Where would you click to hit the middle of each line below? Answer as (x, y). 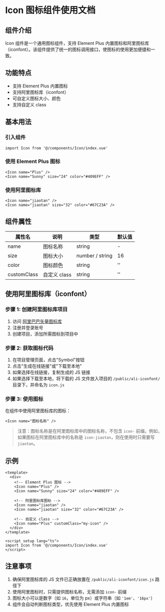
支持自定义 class (29, 104)
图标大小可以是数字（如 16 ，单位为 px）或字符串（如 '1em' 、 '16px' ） (84, 598)
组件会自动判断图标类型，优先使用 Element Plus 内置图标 (71, 604)
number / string (94, 255)
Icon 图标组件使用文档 (50, 10)
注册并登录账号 (28, 327)
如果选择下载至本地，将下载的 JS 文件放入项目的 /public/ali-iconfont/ (86, 378)
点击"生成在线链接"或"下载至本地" (47, 366)
